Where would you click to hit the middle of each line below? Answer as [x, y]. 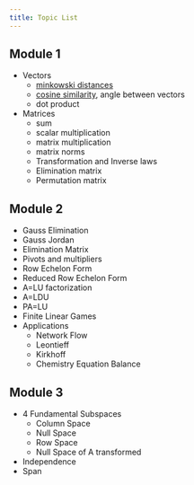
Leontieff [53, 345]
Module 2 [36, 209]
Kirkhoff [51, 355]
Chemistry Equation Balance [88, 364]
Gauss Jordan [48, 240]
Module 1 [35, 54]
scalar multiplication [73, 133]
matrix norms [60, 152]
